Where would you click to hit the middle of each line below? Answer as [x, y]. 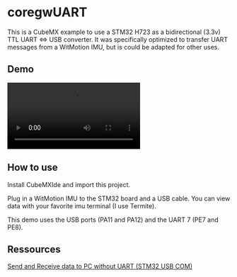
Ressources [34, 249]
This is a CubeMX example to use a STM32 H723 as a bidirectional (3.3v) [114, 32]
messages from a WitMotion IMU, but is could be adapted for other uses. [114, 47]
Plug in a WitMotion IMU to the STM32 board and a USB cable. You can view [119, 198]
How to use [33, 168]
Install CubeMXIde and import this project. [69, 184]
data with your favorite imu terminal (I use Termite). [82, 205]
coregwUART [47, 12]
